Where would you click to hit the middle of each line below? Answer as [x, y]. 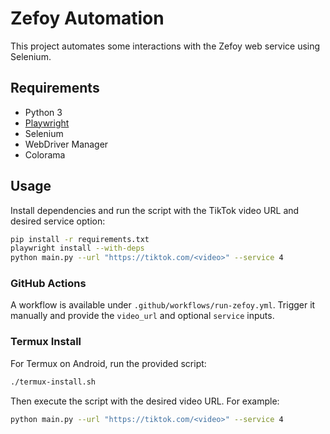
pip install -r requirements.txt [80, 239]
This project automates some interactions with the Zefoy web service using [165, 46]
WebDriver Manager [66, 144]
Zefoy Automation [87, 18]
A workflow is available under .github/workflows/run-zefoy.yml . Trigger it [163, 305]
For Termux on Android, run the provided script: [108, 363]
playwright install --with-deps [77, 248]
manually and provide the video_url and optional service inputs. [142, 316]
